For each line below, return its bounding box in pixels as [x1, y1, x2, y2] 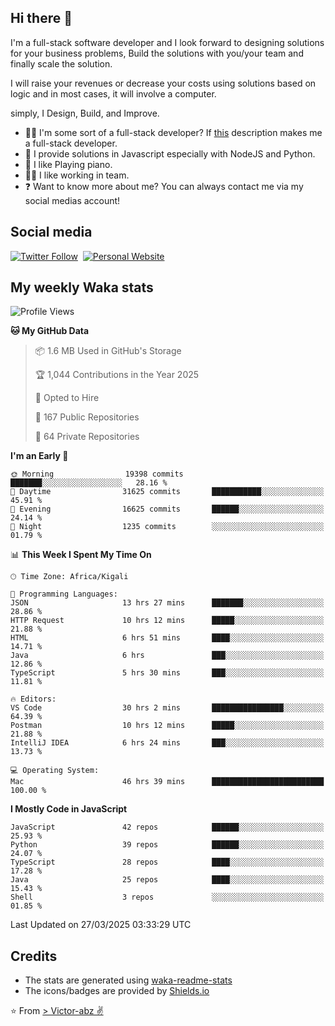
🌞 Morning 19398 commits [10, 469, 184, 480]
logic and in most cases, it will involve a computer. [10, 87, 217, 100]
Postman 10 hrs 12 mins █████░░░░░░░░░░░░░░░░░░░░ [10, 721, 325, 731]
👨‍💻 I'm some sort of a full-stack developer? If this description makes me [24, 126, 323, 138]
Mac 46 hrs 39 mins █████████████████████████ [10, 777, 325, 787]
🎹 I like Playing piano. [24, 158, 113, 170]
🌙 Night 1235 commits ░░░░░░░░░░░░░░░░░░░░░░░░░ [10, 522, 325, 532]
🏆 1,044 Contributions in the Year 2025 [34, 369, 200, 381]
